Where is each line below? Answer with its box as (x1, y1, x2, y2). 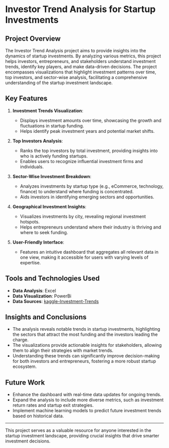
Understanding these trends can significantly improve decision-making (12, 353, 160, 359)
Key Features (5, 94, 48, 103)
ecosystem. (12, 363, 37, 369)
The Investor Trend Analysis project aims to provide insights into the (5, 48, 146, 53)
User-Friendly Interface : (12, 239, 64, 245)
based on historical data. (12, 413, 64, 419)
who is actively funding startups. (20, 153, 88, 159)
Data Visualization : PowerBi (12, 293, 71, 299)
